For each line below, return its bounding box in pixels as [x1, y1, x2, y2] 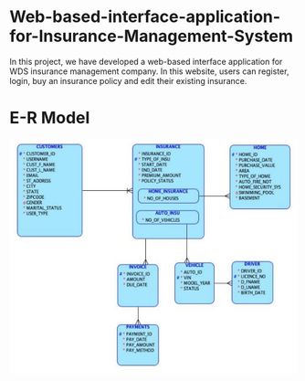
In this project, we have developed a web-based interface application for [9, 56, 283, 67]
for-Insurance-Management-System [9, 26, 294, 47]
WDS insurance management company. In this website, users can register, [9, 66, 289, 77]
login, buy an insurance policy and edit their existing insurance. [9, 75, 247, 86]
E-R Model [9, 108, 90, 129]
